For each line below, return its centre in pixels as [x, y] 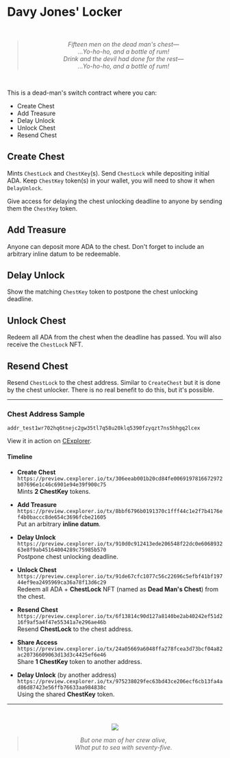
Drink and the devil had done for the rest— [124, 58]
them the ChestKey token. [42, 208]
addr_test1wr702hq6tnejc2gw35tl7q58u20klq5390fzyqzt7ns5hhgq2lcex [104, 428]
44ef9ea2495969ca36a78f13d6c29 [62, 582]
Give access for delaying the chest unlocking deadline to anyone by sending [115, 201]
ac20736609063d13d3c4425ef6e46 [62, 655]
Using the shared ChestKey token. [66, 694]
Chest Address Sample [46, 414]
